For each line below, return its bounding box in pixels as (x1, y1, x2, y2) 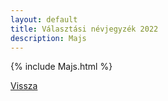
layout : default (10, 14, 78, 25)
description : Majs (10, 33, 87, 43)
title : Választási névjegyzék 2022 (10, 24, 159, 34)
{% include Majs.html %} (10, 61, 113, 73)
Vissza (10, 80, 38, 92)
